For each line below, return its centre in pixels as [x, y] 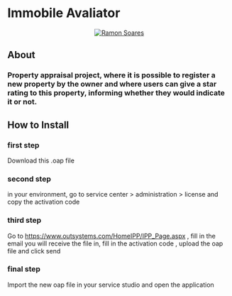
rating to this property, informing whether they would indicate [116, 93]
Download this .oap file [41, 160]
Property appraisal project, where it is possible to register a [111, 75]
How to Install [38, 125]
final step [24, 269]
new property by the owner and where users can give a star [112, 84]
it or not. [22, 102]
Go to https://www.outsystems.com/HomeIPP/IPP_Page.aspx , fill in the [112, 236]
